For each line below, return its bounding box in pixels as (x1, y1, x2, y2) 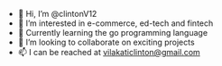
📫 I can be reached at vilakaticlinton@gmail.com (17, 47, 200, 57)
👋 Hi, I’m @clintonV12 (17, 9, 97, 19)
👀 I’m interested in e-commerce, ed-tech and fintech (17, 18, 214, 29)
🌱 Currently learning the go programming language (17, 28, 208, 37)
